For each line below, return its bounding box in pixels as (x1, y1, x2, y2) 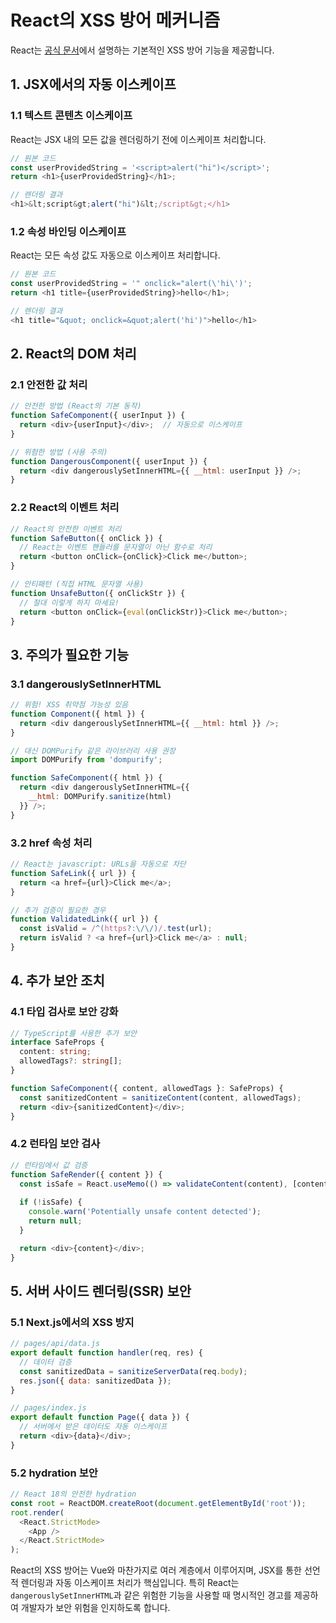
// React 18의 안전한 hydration (10, 1489, 137, 1500)
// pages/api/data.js (10, 1339, 101, 1349)
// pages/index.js (10, 1403, 87, 1413)
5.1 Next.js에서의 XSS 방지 (10, 1315, 135, 1329)
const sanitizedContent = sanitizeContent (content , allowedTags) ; (19, 1092, 302, 1103)
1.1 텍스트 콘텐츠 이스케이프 (10, 109, 133, 123)
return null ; (28, 1216, 83, 1226)
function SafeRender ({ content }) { (10, 1169, 163, 1180)
